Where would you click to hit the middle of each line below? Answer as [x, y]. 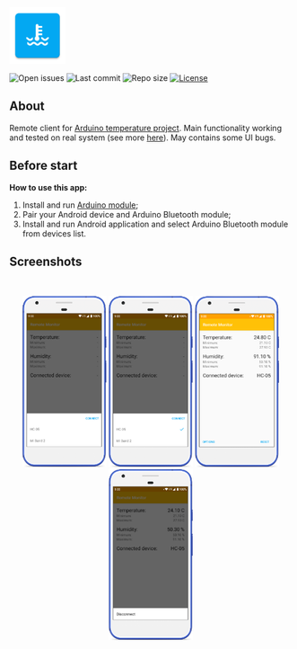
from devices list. [54, 233]
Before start [44, 166]
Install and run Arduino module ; [80, 205]
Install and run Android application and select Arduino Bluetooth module [155, 224]
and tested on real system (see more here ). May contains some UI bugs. [143, 138]
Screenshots [46, 262]
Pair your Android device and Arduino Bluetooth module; [127, 214]
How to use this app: [48, 187]
